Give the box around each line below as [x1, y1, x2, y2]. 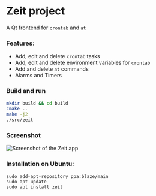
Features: [6, 39, 35, 47]
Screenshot [6, 131, 41, 139]
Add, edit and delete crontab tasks [14, 53, 100, 60]
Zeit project [6, 4, 65, 18]
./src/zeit [6, 117, 34, 123]
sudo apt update [6, 179, 47, 185]
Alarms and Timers [14, 72, 62, 79]
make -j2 [6, 111, 28, 117]
